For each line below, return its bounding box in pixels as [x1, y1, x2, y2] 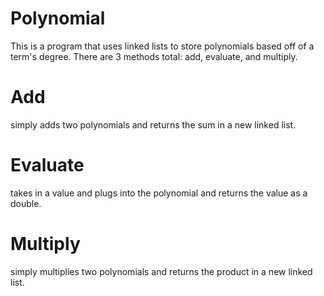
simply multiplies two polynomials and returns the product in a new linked [10, 265, 313, 277]
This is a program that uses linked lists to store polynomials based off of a [10, 40, 315, 52]
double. [10, 197, 42, 209]
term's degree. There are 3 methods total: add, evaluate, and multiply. [10, 50, 298, 62]
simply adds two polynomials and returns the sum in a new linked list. [10, 118, 297, 131]
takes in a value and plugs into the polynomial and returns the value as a [10, 187, 308, 199]
